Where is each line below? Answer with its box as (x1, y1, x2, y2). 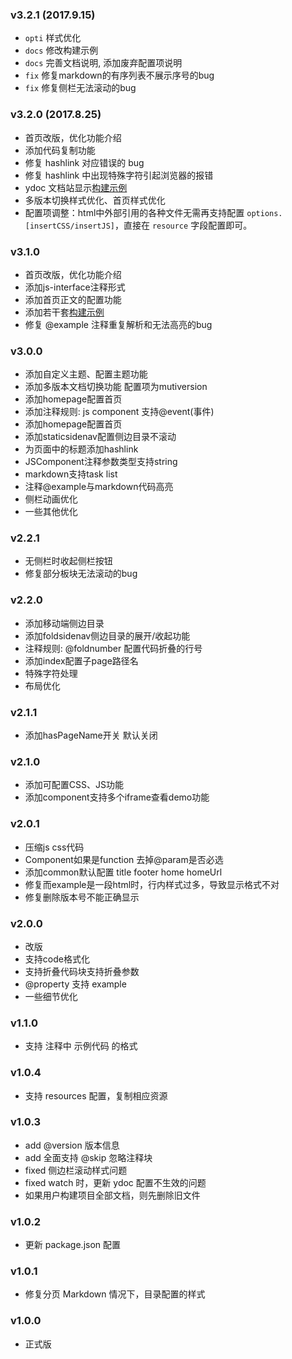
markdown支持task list (24, 468, 118, 480)
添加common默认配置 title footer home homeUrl (24, 866, 223, 878)
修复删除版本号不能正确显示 (24, 891, 140, 903)
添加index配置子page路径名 (24, 654, 139, 667)
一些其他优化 (24, 506, 78, 518)
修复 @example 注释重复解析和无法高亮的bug (24, 318, 213, 330)
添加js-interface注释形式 (24, 281, 126, 293)
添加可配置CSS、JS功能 (24, 779, 124, 791)
